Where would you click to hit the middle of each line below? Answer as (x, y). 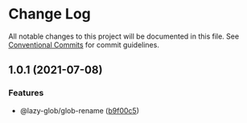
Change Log (49, 14)
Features (26, 93)
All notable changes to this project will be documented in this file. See (124, 36)
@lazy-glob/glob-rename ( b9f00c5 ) (79, 110)
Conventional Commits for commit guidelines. (84, 44)
